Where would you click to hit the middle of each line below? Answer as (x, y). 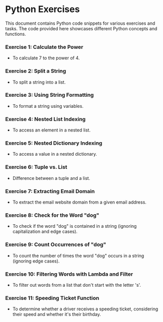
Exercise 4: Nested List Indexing (46, 119)
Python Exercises (43, 9)
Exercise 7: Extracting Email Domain (50, 191)
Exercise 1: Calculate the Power (44, 47)
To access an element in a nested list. (51, 130)
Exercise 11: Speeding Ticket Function (52, 298)
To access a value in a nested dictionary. (55, 154)
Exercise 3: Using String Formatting (50, 95)
